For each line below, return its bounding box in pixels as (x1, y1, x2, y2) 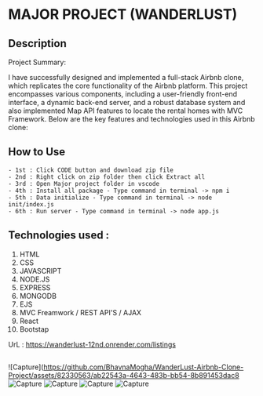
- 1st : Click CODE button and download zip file (8, 166, 174, 174)
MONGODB (19, 291, 57, 300)
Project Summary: (8, 57, 67, 67)
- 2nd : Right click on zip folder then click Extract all (8, 173, 206, 181)
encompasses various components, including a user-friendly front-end (8, 89, 238, 99)
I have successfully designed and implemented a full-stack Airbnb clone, (8, 73, 244, 82)
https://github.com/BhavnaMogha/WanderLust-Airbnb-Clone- (42, 362, 244, 372)
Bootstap (19, 324, 49, 334)
